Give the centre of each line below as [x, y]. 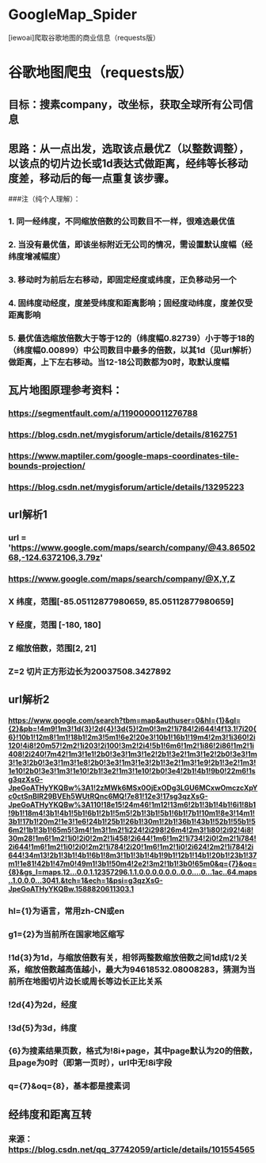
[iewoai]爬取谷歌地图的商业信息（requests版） [84, 37]
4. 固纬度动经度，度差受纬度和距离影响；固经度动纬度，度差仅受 [131, 303]
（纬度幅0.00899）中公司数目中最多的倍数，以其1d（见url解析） [133, 350]
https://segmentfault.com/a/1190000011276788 [103, 413]
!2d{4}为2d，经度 [43, 1004]
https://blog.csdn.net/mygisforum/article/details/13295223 [126, 487]
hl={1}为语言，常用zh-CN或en [66, 911]
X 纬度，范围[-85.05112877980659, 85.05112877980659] [121, 602]
